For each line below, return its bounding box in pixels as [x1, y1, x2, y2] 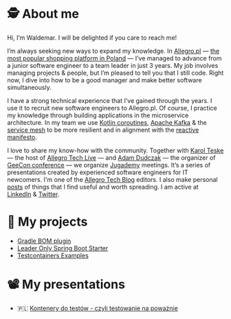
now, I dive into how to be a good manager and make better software [7, 75, 202, 84]
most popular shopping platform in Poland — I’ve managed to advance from [7, 54, 222, 62]
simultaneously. [7, 83, 52, 91]
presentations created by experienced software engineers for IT [7, 168, 189, 176]
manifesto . [7, 132, 37, 141]
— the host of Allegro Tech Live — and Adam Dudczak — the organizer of [7, 153, 216, 162]
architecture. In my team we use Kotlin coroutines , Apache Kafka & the [7, 118, 208, 126]
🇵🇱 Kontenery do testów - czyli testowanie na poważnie [16, 304, 179, 312]
